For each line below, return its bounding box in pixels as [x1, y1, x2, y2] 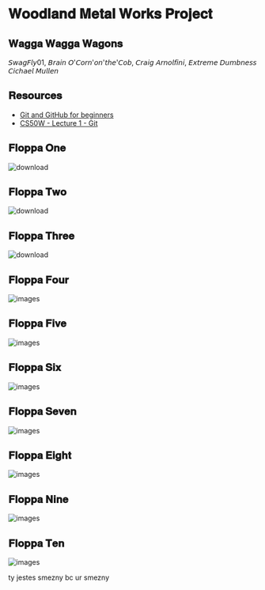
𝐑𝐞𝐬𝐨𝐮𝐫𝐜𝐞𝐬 [8, 89, 62, 103]
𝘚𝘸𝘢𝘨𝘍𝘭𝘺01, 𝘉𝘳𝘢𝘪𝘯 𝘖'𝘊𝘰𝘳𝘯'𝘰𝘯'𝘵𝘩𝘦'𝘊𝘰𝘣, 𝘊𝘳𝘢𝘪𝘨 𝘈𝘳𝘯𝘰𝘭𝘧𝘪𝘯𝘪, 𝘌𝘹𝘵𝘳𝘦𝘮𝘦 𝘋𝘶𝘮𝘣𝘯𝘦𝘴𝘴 [8, 58, 257, 67]
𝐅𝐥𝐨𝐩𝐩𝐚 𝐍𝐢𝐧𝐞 [8, 492, 69, 506]
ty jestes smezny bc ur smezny [8, 573, 110, 582]
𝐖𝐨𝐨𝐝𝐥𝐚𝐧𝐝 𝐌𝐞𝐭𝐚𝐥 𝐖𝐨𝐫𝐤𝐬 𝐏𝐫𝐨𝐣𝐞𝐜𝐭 [8, 5, 213, 23]
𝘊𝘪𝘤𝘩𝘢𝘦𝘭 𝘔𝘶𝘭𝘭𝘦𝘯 [8, 66, 59, 75]
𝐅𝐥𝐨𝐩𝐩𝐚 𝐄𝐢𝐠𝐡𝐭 [8, 448, 72, 462]
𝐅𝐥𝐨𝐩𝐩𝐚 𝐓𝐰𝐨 [8, 185, 67, 199]
